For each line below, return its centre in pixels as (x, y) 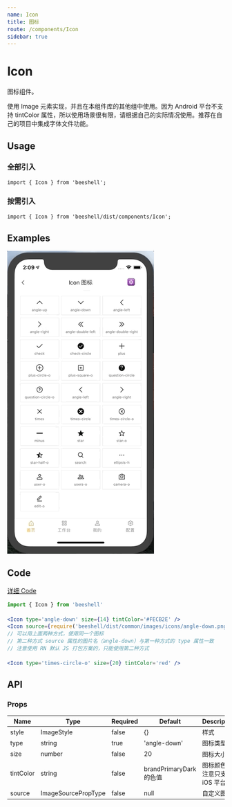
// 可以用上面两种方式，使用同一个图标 (56, 634)
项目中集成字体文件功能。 (55, 124)
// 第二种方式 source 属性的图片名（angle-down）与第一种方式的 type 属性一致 (110, 641)
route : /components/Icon (43, 29)
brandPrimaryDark (170, 769)
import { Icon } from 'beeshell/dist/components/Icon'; (89, 217)
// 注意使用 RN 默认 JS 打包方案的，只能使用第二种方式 (78, 649)
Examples (29, 238)
